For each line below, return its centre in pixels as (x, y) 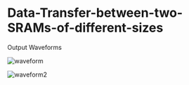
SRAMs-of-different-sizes (85, 28)
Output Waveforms (34, 47)
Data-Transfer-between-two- (95, 13)
